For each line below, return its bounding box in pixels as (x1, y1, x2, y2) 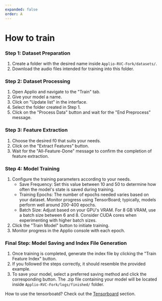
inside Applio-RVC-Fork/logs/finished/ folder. (12, 282, 104, 287)
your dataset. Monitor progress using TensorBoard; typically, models (19, 196, 156, 202)
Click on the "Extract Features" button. (12, 143, 89, 149)
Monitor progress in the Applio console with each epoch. (12, 227, 125, 233)
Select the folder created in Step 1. (12, 105, 81, 110)
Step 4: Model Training (5, 165, 60, 172)
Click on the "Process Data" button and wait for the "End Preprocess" (12, 109, 151, 115)
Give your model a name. (12, 94, 62, 100)
